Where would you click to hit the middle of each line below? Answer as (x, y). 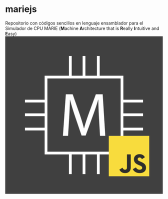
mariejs (21, 9)
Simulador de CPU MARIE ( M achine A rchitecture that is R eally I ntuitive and (82, 28)
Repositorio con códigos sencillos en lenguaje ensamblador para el (74, 23)
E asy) (11, 33)
